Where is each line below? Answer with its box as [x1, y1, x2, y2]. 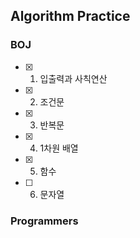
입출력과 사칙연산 [39, 72, 108, 84]
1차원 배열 [39, 142, 79, 154]
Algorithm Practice [10, 8, 131, 25]
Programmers [10, 214, 79, 228]
